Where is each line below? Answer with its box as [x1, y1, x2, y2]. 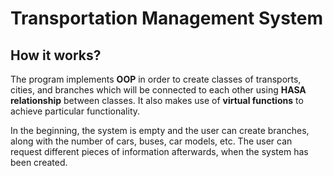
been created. [10, 157, 68, 168]
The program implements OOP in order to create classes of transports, [10, 73, 302, 85]
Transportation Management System [10, 7, 324, 30]
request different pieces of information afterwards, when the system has [10, 146, 309, 157]
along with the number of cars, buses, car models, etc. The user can [10, 135, 293, 147]
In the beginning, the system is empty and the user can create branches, [10, 125, 310, 136]
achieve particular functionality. [10, 105, 141, 117]
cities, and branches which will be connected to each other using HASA [10, 84, 307, 96]
